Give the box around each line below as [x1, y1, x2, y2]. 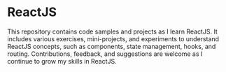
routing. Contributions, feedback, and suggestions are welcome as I [7, 50, 203, 58]
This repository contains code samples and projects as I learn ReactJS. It [7, 27, 218, 36]
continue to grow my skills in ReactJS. [7, 57, 117, 65]
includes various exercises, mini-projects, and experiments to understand [7, 34, 219, 43]
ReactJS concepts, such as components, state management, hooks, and [7, 42, 216, 50]
